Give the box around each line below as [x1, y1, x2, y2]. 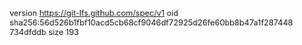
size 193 [48, 27, 79, 37]
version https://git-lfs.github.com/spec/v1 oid [9, 8, 179, 18]
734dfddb [9, 27, 47, 37]
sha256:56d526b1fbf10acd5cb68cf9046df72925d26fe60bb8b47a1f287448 [9, 17, 294, 28]
